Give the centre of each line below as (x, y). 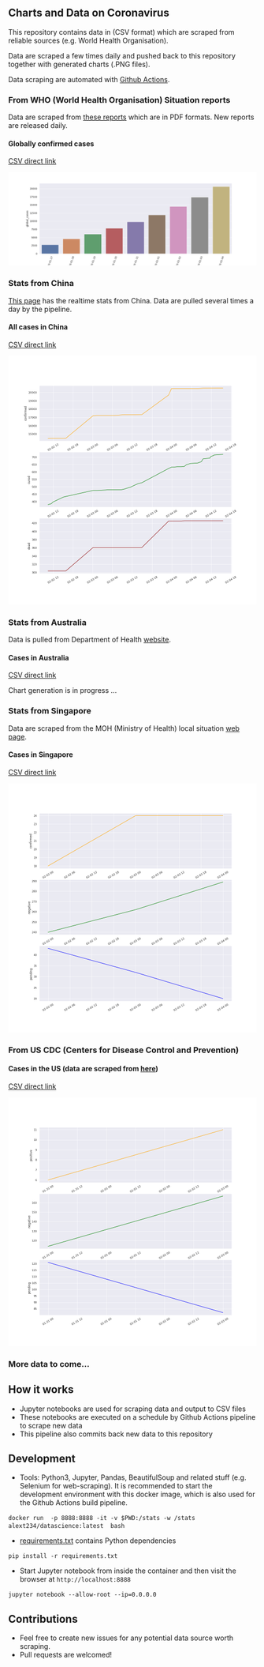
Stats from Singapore (50, 711)
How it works (41, 1390)
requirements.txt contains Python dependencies (98, 1541)
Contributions (43, 1619)
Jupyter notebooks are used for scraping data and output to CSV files (133, 1409)
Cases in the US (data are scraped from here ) (84, 1069)
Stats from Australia (47, 622)
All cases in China (38, 327)
